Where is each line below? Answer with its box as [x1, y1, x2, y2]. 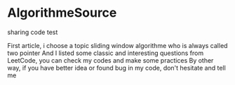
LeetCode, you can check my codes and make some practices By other [7, 56, 214, 64]
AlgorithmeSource [7, 5, 117, 21]
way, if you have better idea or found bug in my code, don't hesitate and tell [7, 63, 226, 72]
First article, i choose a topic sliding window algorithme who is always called [7, 41, 228, 49]
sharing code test [7, 28, 58, 36]
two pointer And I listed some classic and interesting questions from [7, 49, 204, 57]
